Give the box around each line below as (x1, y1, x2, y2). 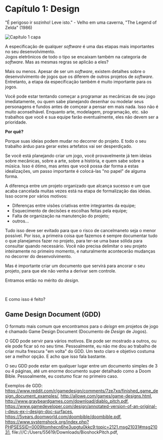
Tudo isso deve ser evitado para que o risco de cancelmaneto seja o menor (5, 227, 156, 233)
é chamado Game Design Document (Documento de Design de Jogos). (5, 329, 148, 334)
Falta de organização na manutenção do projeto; (12, 213, 110, 219)
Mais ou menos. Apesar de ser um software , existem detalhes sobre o (5, 68, 145, 74)
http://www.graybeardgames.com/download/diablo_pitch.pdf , (5, 398, 129, 404)
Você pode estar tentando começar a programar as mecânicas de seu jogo (5, 93, 156, 99)
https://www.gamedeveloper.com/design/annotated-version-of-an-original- (5, 403, 157, 409)
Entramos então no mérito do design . (5, 277, 79, 283)
